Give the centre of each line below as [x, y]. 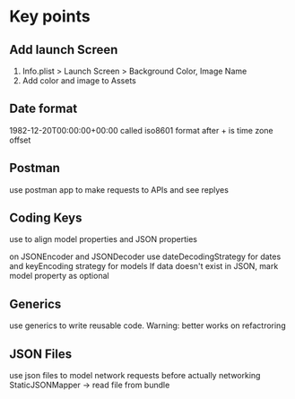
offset [20, 140]
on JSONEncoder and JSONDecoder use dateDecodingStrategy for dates [145, 256]
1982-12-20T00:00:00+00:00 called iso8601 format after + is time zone [141, 130]
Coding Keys [46, 218]
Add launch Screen [64, 50]
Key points [50, 17]
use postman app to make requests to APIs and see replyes [119, 189]
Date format [43, 109]
